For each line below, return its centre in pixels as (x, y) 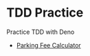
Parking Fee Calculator (49, 45)
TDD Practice (45, 13)
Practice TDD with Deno (41, 32)
